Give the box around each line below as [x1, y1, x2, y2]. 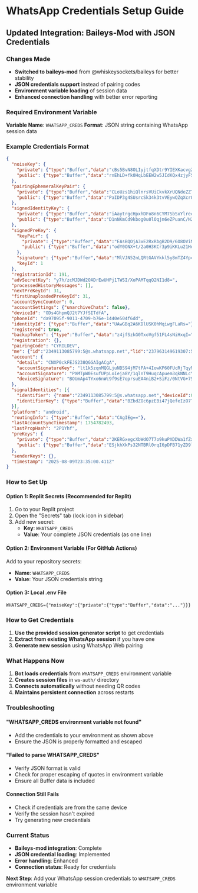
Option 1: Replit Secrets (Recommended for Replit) [6, 492, 131, 499]
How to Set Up [6, 478, 48, 486]
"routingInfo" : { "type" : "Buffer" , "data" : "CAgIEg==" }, [11, 414, 146, 421]
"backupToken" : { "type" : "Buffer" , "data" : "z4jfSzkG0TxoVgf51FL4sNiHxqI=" [11, 332, 194, 338]
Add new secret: [14, 518, 55, 526]
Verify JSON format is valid [14, 765, 81, 772]
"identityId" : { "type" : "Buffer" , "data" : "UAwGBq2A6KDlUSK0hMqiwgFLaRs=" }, [11, 321, 196, 327]
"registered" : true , [11, 327, 62, 333]
